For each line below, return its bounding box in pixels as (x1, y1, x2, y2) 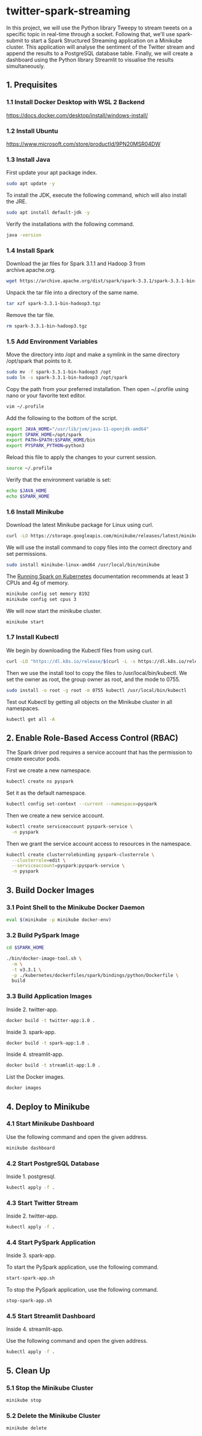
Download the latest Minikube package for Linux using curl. (6, 522, 153, 529)
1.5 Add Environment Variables (6, 337, 98, 345)
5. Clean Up (6, 1366, 50, 1376)
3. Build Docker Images (6, 885, 94, 895)
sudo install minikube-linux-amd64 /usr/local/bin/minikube (6, 561, 161, 568)
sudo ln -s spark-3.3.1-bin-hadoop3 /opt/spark (6, 374, 128, 380)
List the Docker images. (6, 1073, 65, 1080)
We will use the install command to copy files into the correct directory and (6, 543, 192, 551)
